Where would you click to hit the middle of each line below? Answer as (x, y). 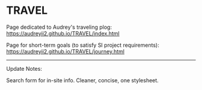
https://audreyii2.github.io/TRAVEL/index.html (63, 33)
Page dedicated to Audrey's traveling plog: (59, 27)
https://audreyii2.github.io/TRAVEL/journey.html (66, 51)
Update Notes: (24, 68)
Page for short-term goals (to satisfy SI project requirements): (83, 45)
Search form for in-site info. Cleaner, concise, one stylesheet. (83, 80)
